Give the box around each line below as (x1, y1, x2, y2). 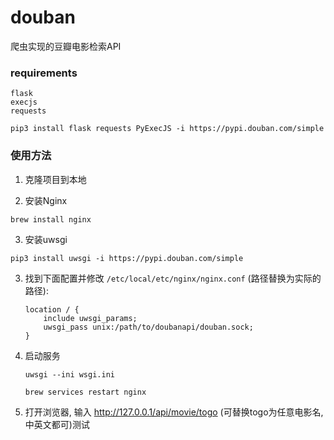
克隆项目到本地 (24, 173, 87, 185)
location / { (24, 304, 80, 315)
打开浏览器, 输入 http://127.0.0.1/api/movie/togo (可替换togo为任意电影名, (24, 406, 324, 418)
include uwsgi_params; (43, 313, 138, 323)
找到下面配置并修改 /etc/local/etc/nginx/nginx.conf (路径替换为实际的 (24, 272, 322, 284)
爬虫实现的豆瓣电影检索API (10, 40, 122, 52)
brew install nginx (10, 214, 92, 225)
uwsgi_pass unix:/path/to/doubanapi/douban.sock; (43, 322, 254, 332)
